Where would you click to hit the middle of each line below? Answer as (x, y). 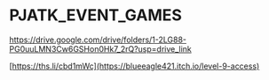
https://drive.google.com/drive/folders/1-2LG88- (98, 40)
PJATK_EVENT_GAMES (95, 15)
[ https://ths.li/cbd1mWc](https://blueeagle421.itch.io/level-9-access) (134, 66)
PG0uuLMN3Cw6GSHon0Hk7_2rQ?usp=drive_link (101, 48)
